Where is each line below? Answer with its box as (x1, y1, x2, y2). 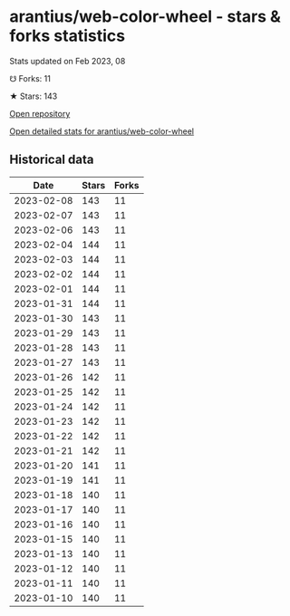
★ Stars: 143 (9, 91, 58, 101)
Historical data (9, 152, 94, 168)
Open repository (9, 108, 71, 119)
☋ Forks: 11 (9, 72, 52, 83)
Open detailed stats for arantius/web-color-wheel (9, 125, 195, 137)
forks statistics (9, 25, 125, 46)
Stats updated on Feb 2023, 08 (9, 55, 126, 66)
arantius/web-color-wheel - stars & (9, 6, 281, 27)
